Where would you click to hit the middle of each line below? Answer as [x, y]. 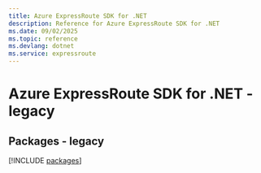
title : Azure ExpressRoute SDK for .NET [78, 16]
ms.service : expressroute [52, 54]
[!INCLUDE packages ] [45, 160]
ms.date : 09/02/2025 [43, 31]
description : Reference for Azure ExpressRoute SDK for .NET [114, 24]
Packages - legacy [56, 141]
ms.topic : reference [43, 39]
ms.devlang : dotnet [41, 46]
